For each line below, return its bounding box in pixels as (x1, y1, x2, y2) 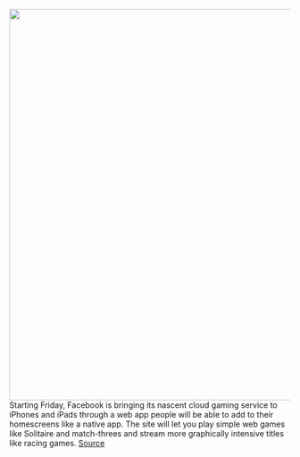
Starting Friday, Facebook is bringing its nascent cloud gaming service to (9, 400, 279, 410)
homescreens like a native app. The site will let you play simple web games (9, 419, 286, 429)
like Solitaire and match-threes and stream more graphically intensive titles (9, 428, 284, 438)
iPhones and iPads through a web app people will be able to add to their (9, 410, 274, 419)
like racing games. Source (9, 438, 105, 448)
